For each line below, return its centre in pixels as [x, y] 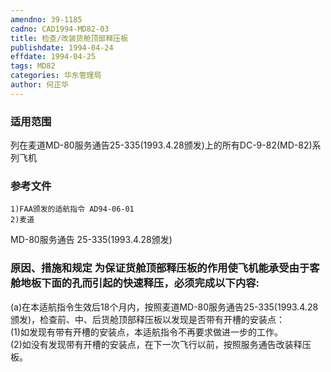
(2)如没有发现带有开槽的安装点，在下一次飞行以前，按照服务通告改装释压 [161, 344]
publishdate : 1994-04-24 [62, 47]
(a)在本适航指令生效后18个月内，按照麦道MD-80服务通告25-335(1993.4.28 [164, 307]
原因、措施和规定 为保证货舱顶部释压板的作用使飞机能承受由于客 [165, 268]
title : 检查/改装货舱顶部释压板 [69, 38]
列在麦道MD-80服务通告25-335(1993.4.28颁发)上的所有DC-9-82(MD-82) [161, 145]
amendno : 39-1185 [46, 19]
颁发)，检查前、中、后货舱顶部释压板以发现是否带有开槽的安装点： [148, 319]
